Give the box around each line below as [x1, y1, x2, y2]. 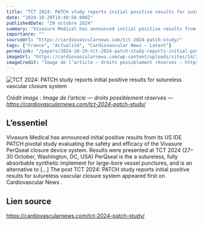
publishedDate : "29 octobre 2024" [6, 20, 94, 26]
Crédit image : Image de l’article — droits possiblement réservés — [6, 94, 173, 101]
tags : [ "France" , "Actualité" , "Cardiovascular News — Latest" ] [6, 43, 172, 49]
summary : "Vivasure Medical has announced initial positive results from [6, 25, 196, 32]
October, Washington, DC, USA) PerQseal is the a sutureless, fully [14, 153, 178, 160]
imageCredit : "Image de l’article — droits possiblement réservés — [6, 59, 182, 65]
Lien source [6, 196, 51, 206]
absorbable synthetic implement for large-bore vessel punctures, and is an [6, 159, 192, 166]
